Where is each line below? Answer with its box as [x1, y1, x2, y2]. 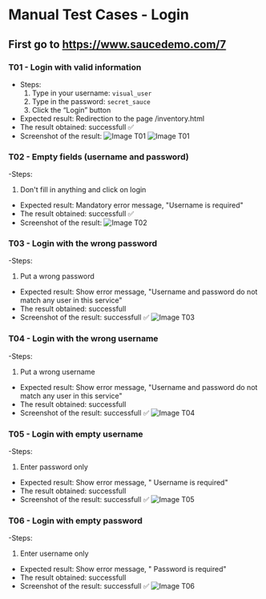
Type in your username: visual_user [31, 88, 152, 98]
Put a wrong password [19, 271, 95, 281]
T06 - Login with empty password [8, 515, 143, 526]
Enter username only [19, 549, 90, 558]
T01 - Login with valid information [8, 62, 142, 73]
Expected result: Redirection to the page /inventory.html [19, 114, 205, 123]
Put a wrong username [19, 367, 95, 376]
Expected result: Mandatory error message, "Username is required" [19, 200, 244, 210]
